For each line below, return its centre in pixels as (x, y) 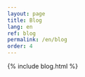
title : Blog (25, 20)
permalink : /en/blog (38, 40)
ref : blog (22, 33)
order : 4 (20, 46)
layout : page (26, 14)
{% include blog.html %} (43, 66)
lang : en (20, 27)
